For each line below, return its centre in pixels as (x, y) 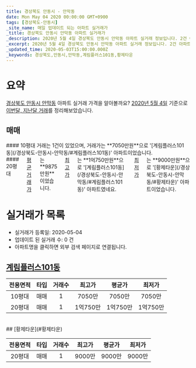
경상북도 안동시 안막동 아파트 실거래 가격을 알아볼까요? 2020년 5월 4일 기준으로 (97, 103)
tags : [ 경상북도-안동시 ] (32, 22)
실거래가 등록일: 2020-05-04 (48, 232)
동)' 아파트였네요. (97, 189)
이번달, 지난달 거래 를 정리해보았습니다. (50, 110)
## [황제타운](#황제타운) (34, 329)
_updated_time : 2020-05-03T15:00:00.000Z (57, 50)
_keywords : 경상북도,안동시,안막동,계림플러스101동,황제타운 (69, 55)
